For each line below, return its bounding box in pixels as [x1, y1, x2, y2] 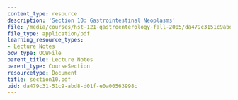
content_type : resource [7, 10, 78, 18]
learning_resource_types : [7, 37, 84, 44]
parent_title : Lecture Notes [7, 56, 93, 63]
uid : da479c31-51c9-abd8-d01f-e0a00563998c [7, 82, 138, 89]
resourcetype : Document [7, 69, 78, 76]
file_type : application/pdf [7, 30, 91, 37]
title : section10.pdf [7, 75, 72, 83]
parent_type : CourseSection [7, 63, 91, 70]
